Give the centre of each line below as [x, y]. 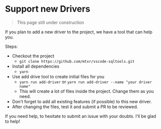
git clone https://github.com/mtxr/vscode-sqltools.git [77, 61]
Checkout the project [33, 56]
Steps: [11, 46]
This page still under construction [50, 22]
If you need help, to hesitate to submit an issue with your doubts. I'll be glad [80, 116]
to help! [13, 121]
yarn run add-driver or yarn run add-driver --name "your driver [86, 82]
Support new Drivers [48, 9]
